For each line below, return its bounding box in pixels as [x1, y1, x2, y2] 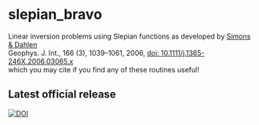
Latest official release [8, 88, 116, 101]
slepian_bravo [8, 6, 103, 24]
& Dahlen [8, 39, 38, 49]
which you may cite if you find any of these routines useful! [8, 64, 200, 74]
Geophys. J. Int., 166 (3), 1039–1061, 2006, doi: [8, 48, 159, 57]
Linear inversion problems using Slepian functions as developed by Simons [8, 31, 251, 41]
